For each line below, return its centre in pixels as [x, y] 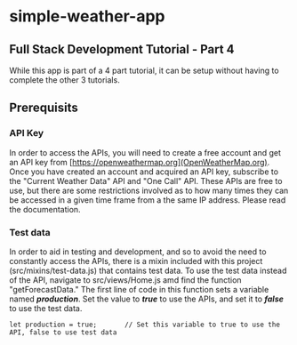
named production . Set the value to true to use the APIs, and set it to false [147, 299]
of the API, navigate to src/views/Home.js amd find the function [125, 280]
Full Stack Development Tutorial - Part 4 [122, 49]
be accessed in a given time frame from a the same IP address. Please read [148, 200]
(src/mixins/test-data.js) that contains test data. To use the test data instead [148, 270]
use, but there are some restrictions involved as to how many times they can [149, 190]
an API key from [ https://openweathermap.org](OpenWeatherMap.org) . [140, 162]
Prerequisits [44, 108]
